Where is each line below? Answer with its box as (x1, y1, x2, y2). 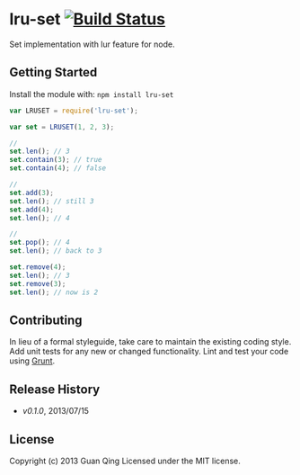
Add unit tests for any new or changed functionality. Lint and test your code (9, 346, 289, 357)
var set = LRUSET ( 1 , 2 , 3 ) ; (9, 122, 115, 131)
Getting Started (9, 65, 98, 80)
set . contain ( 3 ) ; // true (9, 156, 102, 165)
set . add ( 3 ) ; (9, 188, 54, 197)
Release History (9, 381, 101, 397)
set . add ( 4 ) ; (9, 205, 54, 214)
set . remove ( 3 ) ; (9, 279, 66, 288)
